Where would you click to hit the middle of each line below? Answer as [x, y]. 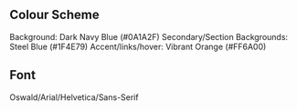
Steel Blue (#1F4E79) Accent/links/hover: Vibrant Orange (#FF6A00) [138, 46]
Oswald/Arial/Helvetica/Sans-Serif [74, 97]
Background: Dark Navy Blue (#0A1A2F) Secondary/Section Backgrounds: [149, 36]
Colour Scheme [54, 15]
